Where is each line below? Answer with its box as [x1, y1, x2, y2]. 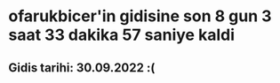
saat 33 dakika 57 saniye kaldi [8, 25, 235, 45]
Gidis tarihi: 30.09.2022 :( [8, 60, 156, 75]
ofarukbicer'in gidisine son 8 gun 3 [8, 6, 272, 26]
